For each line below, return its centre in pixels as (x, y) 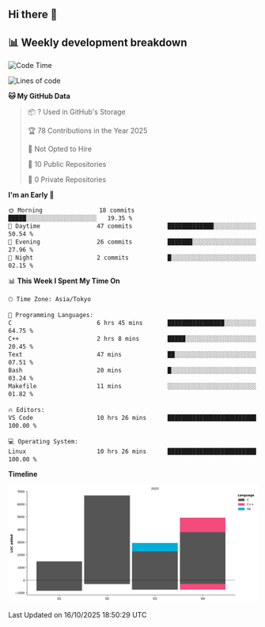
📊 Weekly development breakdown (98, 42)
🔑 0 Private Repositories (67, 179)
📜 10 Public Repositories (67, 164)
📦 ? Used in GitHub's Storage (77, 112)
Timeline (23, 474)
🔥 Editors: (26, 410)
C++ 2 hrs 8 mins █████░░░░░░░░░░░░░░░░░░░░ (132, 339)
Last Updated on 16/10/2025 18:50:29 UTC (78, 615)
